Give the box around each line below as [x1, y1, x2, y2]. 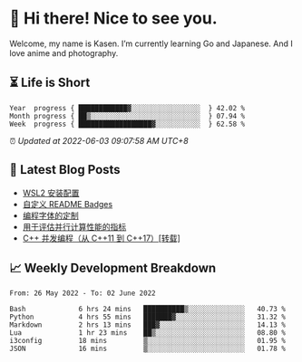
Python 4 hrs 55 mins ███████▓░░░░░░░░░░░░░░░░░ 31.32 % [9, 312, 286, 322]
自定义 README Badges [22, 198, 113, 209]
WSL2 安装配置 [22, 187, 80, 198]
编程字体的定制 [22, 210, 79, 221]
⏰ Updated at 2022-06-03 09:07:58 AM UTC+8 [9, 135, 189, 146]
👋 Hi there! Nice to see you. [9, 8, 218, 29]
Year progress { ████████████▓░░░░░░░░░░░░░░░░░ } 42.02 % [9, 103, 246, 112]
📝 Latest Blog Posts [9, 162, 121, 177]
